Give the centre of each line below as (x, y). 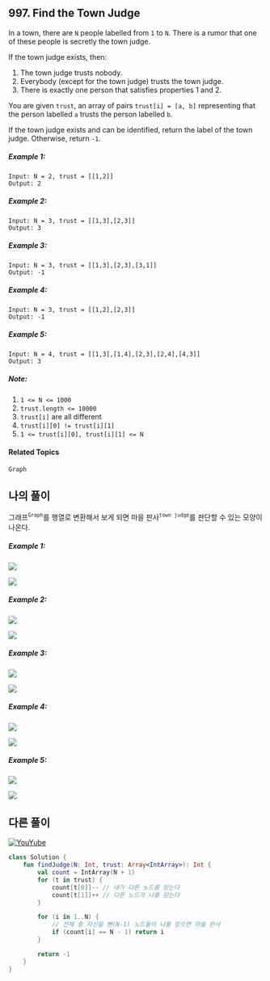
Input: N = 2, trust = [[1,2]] (61, 176)
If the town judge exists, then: (58, 57)
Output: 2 (25, 183)
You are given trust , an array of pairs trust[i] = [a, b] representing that (132, 105)
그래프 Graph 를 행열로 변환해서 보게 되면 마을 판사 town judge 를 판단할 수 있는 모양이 (135, 517)
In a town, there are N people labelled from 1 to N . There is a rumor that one (133, 32)
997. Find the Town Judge (74, 13)
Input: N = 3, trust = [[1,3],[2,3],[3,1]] (83, 265)
